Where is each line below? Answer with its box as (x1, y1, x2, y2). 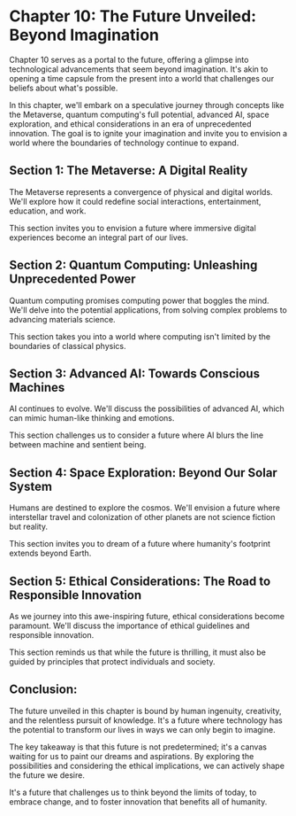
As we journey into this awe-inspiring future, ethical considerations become (9, 611, 285, 621)
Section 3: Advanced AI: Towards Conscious (9, 366, 261, 381)
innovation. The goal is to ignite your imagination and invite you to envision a (9, 128, 288, 138)
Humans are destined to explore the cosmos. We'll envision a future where (9, 502, 281, 513)
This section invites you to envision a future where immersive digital (9, 222, 256, 233)
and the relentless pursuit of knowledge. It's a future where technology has (9, 715, 283, 726)
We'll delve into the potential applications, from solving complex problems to (9, 304, 287, 315)
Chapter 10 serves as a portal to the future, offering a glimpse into (9, 54, 249, 65)
